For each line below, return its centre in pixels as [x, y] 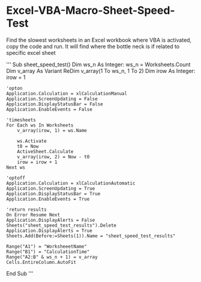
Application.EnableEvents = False [49, 109]
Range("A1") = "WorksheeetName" [46, 246]
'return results [26, 209]
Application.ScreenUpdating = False [52, 99]
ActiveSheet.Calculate [45, 151]
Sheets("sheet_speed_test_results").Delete [61, 225]
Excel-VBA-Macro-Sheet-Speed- [91, 11]
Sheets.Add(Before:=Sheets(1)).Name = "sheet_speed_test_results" [91, 236]
